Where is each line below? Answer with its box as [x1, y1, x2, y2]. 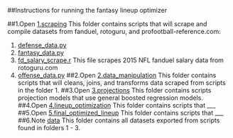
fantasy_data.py [17, 49, 65, 57]
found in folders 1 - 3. [17, 124, 80, 132]
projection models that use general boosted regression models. [17, 93, 204, 102]
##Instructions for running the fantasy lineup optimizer [7, 6, 168, 14]
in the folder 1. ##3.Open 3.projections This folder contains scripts [17, 86, 212, 94]
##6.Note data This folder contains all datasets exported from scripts [17, 116, 220, 125]
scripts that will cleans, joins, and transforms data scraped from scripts [17, 79, 226, 87]
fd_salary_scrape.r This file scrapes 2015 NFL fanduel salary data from [17, 56, 224, 64]
